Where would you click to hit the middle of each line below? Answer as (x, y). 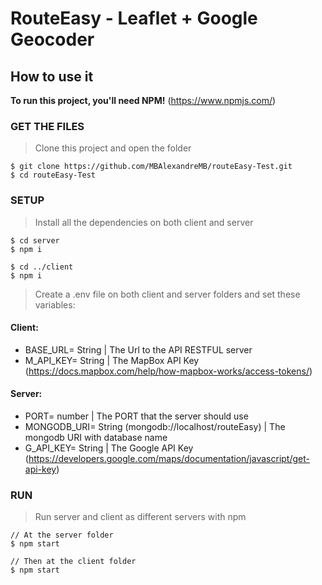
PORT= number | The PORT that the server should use (136, 416)
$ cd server (35, 240)
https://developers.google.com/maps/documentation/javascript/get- (169, 458)
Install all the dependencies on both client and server (144, 222)
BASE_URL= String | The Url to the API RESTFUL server (138, 349)
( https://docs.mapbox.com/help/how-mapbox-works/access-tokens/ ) (168, 371)
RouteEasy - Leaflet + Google (134, 18)
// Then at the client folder (73, 562)
